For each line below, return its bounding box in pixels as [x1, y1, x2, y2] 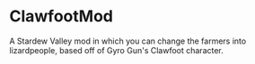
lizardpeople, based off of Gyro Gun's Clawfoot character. [9, 44, 224, 55]
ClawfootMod [9, 6, 114, 27]
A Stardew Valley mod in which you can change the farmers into [9, 36, 247, 46]
